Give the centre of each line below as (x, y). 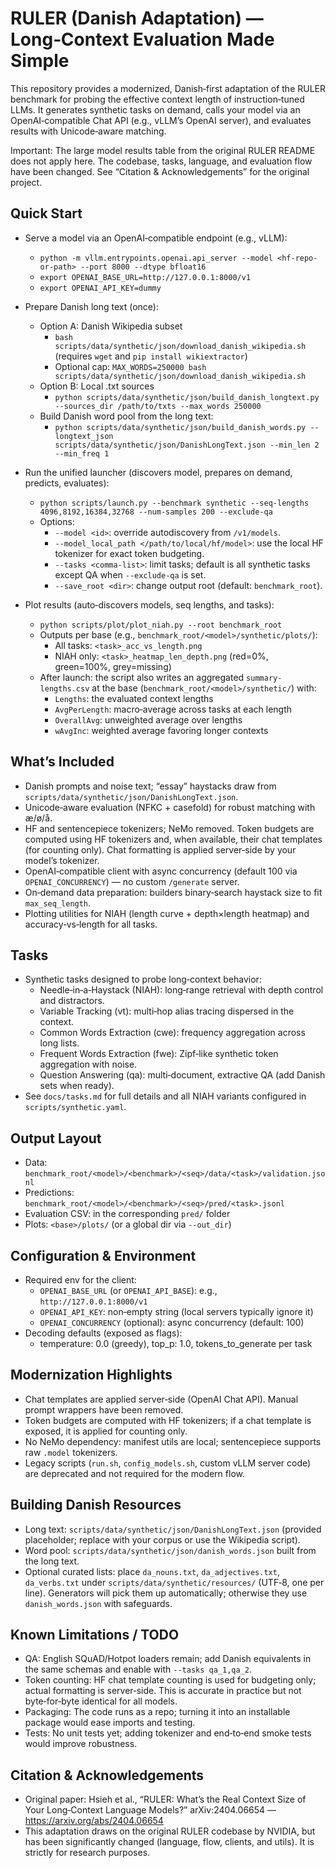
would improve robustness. (81, 1744)
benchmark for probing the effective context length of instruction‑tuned (157, 99)
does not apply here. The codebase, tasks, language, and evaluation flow (161, 161)
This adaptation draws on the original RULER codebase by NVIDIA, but (170, 1831)
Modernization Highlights (91, 1375)
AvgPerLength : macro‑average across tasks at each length (173, 709)
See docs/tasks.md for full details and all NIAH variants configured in (165, 1096)
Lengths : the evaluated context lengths (134, 698)
